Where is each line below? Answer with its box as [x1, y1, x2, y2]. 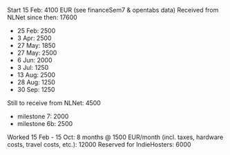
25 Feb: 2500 [17, 27, 56, 35]
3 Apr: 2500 [17, 34, 52, 42]
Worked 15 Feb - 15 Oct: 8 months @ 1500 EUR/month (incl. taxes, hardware [7, 133, 224, 141]
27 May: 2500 [17, 48, 57, 57]
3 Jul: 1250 [17, 64, 49, 71]
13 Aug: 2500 [17, 71, 56, 79]
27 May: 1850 [17, 42, 56, 49]
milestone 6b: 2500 [17, 120, 73, 127]
